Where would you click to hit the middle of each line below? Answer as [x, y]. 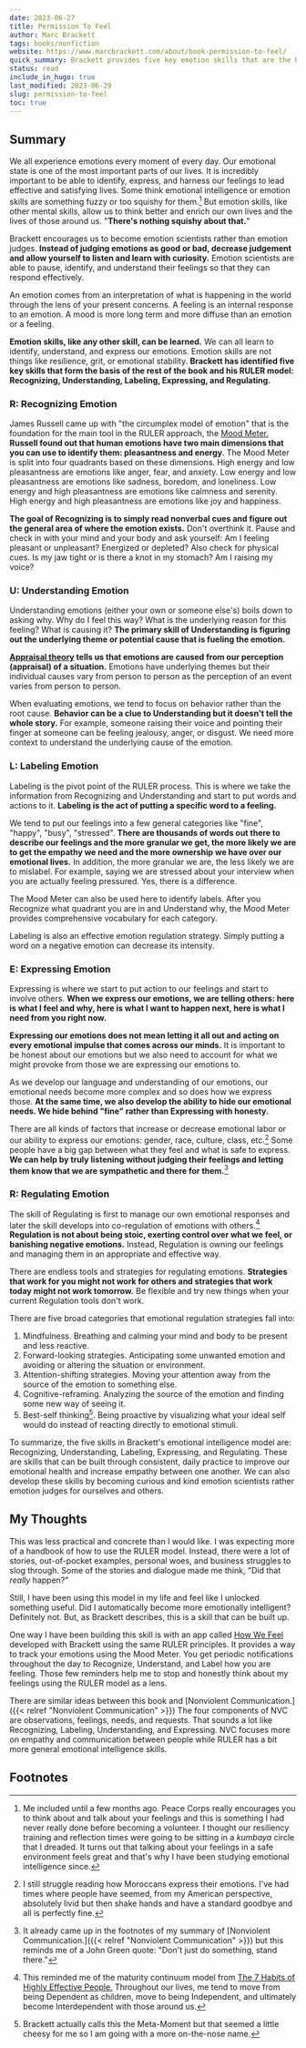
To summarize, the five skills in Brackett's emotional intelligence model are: [150, 1442]
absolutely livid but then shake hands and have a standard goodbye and [158, 1903]
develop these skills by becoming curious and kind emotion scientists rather [152, 1481]
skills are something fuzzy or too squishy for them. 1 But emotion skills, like [148, 201]
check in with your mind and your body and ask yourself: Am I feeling [140, 538]
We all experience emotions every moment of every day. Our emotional [143, 161]
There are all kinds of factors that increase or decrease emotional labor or [148, 1129]
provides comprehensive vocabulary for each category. [114, 918]
